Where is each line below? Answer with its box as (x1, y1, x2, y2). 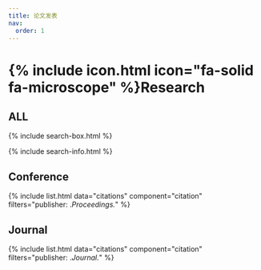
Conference (8, 170, 70, 183)
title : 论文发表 (8, 11, 58, 20)
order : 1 (15, 26, 45, 34)
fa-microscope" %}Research (8, 78, 206, 96)
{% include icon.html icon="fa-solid (8, 61, 254, 79)
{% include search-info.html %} (8, 147, 113, 156)
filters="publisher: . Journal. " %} (8, 253, 114, 262)
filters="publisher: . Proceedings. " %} (8, 199, 130, 209)
